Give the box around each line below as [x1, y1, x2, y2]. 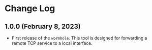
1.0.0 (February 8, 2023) [4, 22, 81, 31]
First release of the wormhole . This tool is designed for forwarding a [11, 35, 147, 41]
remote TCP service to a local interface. [11, 40, 92, 46]
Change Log [4, 3, 55, 14]
